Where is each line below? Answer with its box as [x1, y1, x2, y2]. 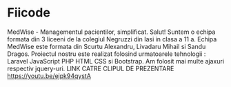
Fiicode [7, 5, 50, 21]
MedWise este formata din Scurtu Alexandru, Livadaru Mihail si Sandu [7, 42, 206, 50]
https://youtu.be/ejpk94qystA [7, 71, 92, 80]
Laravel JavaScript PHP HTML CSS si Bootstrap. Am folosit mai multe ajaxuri [7, 57, 225, 65]
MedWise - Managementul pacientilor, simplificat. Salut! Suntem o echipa [7, 28, 216, 36]
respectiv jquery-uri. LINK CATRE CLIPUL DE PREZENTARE [7, 64, 174, 72]
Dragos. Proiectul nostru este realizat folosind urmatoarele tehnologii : [7, 50, 206, 58]
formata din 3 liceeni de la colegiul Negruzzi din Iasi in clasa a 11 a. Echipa [7, 35, 217, 43]
